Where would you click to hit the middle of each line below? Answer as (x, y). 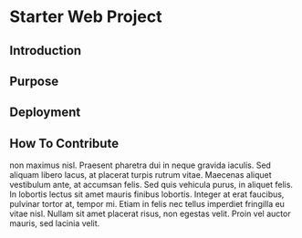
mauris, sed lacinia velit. (55, 223)
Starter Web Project (86, 17)
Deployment (45, 113)
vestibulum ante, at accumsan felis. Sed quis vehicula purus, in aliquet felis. (151, 185)
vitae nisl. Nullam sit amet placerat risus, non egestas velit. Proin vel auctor (150, 214)
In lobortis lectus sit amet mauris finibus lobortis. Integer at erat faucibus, (147, 194)
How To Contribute (64, 143)
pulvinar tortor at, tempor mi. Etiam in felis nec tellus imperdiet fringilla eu (147, 204)
